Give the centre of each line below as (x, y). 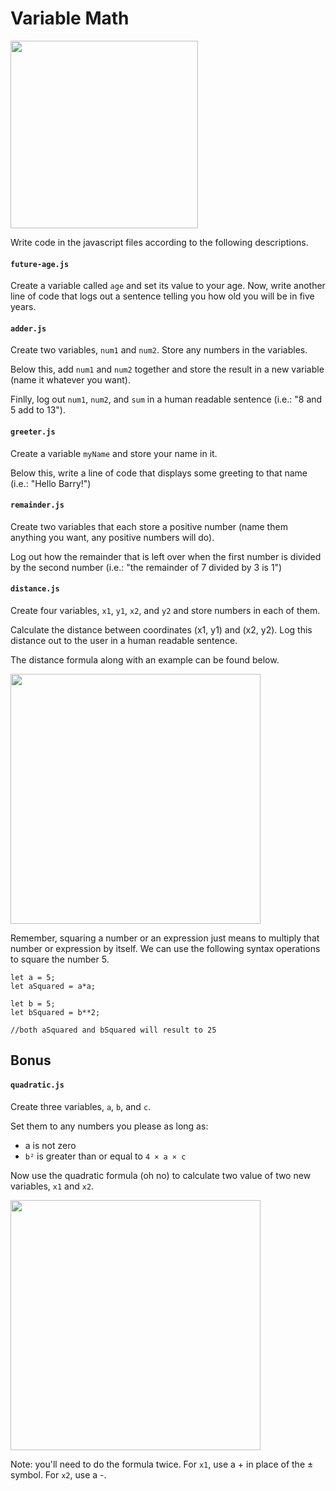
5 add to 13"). (38, 410)
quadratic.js (37, 1085)
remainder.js (37, 505)
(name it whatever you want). (70, 380)
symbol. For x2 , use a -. (58, 1474)
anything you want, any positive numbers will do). (112, 537)
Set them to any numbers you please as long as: (109, 1126)
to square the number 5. (60, 959)
